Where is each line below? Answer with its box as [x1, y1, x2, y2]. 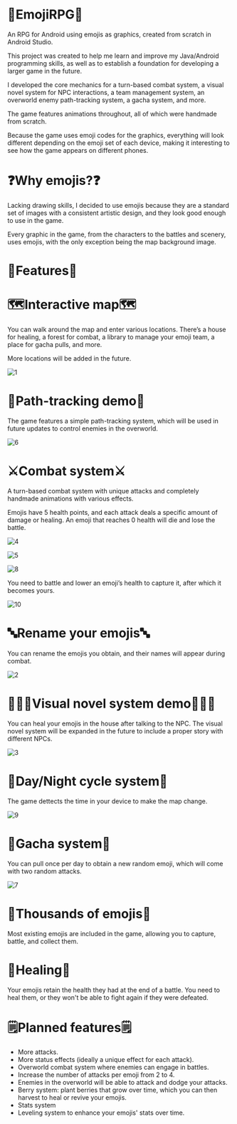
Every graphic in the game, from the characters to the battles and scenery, [7, 230, 226, 239]
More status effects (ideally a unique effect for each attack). [17, 1055, 194, 1064]
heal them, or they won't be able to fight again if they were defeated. [7, 993, 209, 1002]
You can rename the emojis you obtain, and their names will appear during [7, 649, 226, 658]
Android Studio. [7, 37, 53, 46]
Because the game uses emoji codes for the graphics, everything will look [7, 131, 224, 139]
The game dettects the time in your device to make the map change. [7, 796, 208, 806]
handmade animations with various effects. [7, 494, 134, 503]
